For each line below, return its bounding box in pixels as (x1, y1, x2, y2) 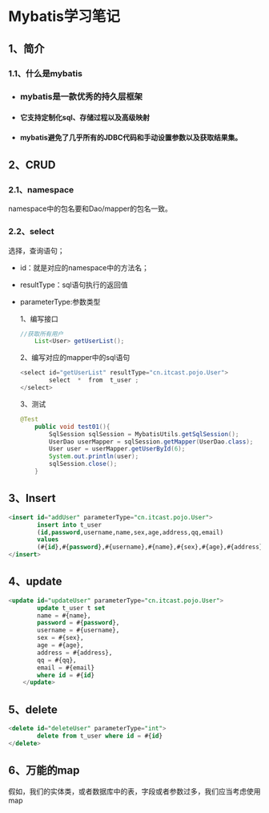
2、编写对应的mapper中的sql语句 (19, 353, 130, 362)
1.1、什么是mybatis (8, 67, 82, 79)
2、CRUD (8, 158, 56, 172)
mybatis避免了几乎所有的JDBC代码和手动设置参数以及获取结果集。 (19, 132, 243, 142)
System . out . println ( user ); (49, 452, 139, 461)
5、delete (8, 702, 58, 716)
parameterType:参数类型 (19, 297, 101, 306)
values (37, 536, 59, 544)
